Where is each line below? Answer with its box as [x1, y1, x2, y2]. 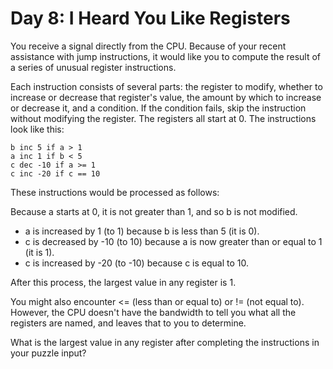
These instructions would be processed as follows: [10, 186, 220, 198]
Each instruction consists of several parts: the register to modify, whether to [10, 80, 323, 92]
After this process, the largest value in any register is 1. [10, 276, 237, 288]
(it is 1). [24, 246, 55, 258]
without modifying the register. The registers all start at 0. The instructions [10, 112, 317, 124]
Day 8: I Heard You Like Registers [10, 7, 291, 30]
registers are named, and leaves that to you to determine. [10, 317, 247, 329]
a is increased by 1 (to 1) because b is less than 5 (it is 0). [24, 225, 260, 237]
